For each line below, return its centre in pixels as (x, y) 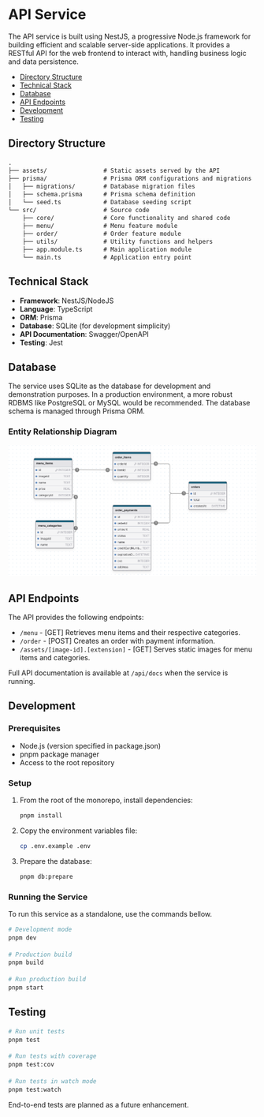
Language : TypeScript (56, 308)
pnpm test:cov (32, 1065)
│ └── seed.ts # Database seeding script (100, 202)
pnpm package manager (59, 754)
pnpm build (26, 963)
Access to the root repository (67, 762)
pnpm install (41, 816)
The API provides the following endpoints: (76, 618)
